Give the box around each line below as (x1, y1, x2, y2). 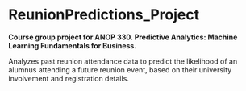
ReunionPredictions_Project (8, 6, 200, 24)
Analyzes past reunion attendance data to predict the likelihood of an (8, 56, 238, 66)
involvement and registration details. (8, 73, 129, 83)
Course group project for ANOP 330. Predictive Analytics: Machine (8, 32, 238, 42)
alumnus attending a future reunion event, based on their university (8, 64, 232, 74)
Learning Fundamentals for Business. (8, 40, 137, 50)
